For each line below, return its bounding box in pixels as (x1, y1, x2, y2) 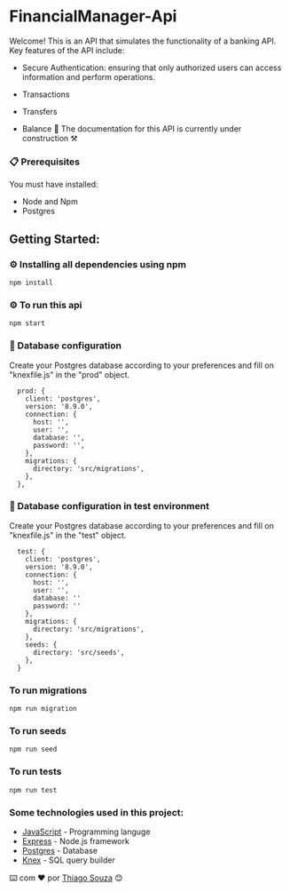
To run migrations (9, 684, 87, 697)
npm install (9, 278, 53, 287)
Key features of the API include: (9, 44, 125, 55)
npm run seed (9, 745, 58, 754)
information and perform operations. (21, 71, 155, 82)
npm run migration (9, 705, 77, 713)
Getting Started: (9, 231, 100, 246)
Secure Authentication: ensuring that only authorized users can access (21, 62, 282, 73)
